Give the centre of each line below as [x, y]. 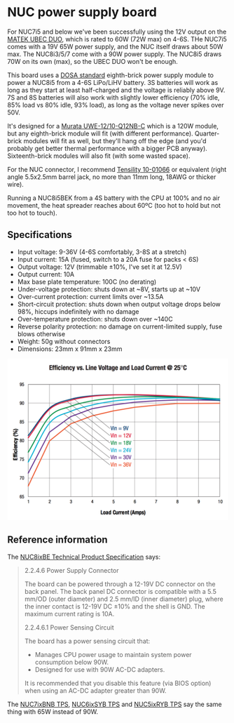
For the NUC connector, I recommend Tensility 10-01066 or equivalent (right [117, 169]
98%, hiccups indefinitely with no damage [78, 311]
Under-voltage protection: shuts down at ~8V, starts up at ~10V [109, 289]
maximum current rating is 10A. [69, 613]
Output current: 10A [46, 274]
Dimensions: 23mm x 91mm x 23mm [70, 349]
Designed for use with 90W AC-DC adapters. [100, 669]
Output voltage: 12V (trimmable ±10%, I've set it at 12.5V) [99, 267]
